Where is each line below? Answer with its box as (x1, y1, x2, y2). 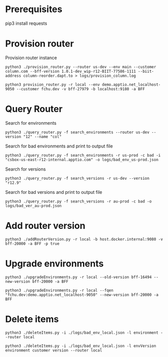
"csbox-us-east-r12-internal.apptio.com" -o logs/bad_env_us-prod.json (5, 157, 158, 162)
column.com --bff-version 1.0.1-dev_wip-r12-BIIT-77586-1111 (5, 69, 136, 74)
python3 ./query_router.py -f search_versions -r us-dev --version (5, 176, 150, 181)
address (5, 73, 22, 78)
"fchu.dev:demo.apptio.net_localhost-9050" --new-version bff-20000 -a (5, 292, 158, 297)
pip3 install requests (5, 20, 47, 26)
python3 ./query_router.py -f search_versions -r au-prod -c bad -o (5, 198, 152, 204)
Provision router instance (5, 55, 57, 61)
